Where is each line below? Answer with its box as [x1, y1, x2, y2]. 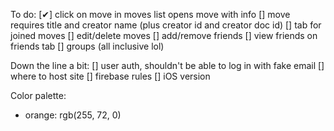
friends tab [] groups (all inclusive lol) [10, 40, 165, 52]
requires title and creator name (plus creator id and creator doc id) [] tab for [10, 19, 322, 31]
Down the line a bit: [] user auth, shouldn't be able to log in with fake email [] [10, 60, 325, 71]
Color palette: [10, 90, 67, 101]
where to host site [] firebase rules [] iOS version [10, 70, 211, 82]
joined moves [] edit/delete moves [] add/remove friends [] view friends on [10, 30, 318, 41]
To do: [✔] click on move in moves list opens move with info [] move [10, 9, 291, 20]
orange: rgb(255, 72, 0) [24, 109, 122, 121]
